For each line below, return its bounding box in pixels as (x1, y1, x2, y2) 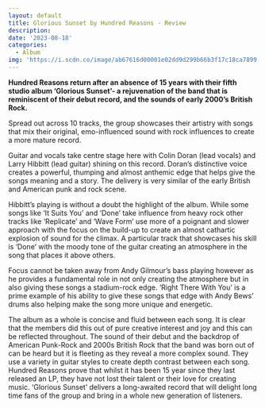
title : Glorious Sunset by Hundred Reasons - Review (8, 19, 186, 27)
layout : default (8, 11, 62, 20)
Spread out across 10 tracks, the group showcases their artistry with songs (8, 118, 254, 128)
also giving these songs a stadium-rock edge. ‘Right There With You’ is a (8, 283, 246, 292)
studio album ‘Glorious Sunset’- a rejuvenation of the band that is (8, 86, 229, 95)
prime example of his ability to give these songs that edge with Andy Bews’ (8, 291, 254, 300)
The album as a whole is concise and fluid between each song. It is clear (8, 314, 246, 324)
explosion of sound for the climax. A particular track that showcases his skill (8, 233, 257, 243)
